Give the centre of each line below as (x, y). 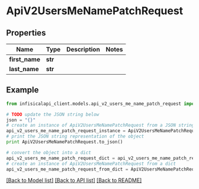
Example (23, 90)
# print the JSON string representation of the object (75, 137)
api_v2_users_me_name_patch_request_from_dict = (67, 169)
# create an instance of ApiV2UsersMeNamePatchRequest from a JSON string (100, 126)
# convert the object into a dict (49, 152)
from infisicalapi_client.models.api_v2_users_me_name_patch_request (94, 104)
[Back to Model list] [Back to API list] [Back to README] (74, 180)
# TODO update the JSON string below (53, 114)
